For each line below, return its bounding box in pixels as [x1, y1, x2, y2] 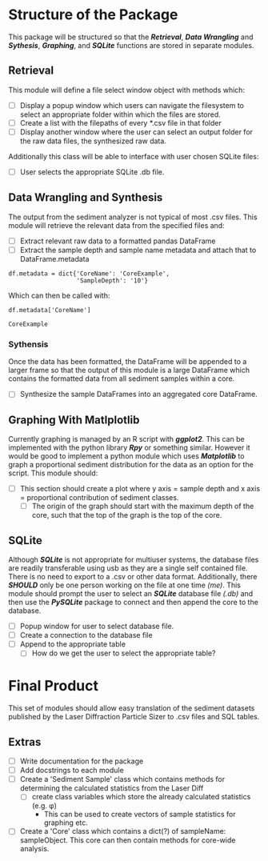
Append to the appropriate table [19, 639, 126, 649]
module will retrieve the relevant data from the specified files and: [8, 220, 226, 230]
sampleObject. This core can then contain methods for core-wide [19, 835, 236, 845]
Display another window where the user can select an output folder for [19, 126, 254, 137]
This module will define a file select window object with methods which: [8, 85, 246, 94]
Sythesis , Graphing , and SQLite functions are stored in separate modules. [8, 40, 254, 50]
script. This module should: [8, 468, 98, 478]
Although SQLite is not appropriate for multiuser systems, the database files [8, 555, 259, 565]
